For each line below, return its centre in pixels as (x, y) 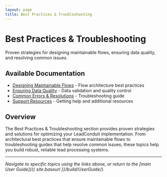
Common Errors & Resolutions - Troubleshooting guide (68, 96)
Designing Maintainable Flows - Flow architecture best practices (78, 85)
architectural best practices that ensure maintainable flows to (68, 139)
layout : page (19, 10)
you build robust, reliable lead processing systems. (57, 150)
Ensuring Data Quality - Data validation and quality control (72, 91)
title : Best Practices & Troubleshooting (49, 14)
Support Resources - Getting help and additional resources (73, 101)
